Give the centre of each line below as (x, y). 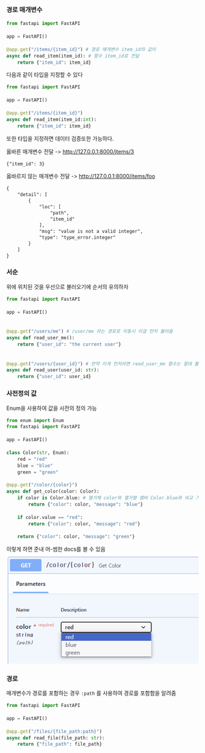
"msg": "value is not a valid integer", (91, 231)
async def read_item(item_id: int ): (52, 119)
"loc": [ (50, 206)
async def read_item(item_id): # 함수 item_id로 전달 (73, 56)
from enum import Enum (35, 420)
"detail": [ (32, 194)
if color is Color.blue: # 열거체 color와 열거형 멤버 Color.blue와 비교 (105, 498)
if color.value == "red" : (50, 517)
